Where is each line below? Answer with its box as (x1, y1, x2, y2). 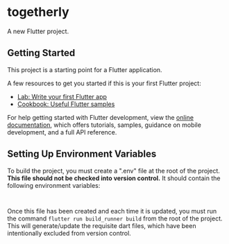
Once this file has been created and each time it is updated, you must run (7, 207, 217, 215)
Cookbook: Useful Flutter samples (17, 100, 115, 108)
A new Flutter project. (7, 27, 69, 35)
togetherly (7, 4, 69, 20)
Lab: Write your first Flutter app (17, 92, 108, 101)
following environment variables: (7, 181, 101, 189)
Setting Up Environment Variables (7, 148, 157, 160)
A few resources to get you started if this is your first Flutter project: (7, 79, 201, 87)
